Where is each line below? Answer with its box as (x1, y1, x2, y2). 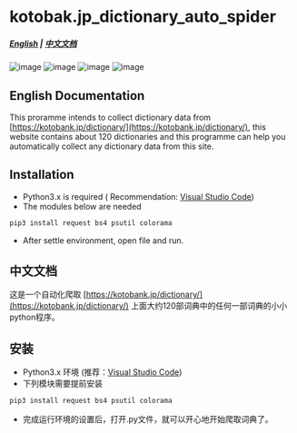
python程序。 (9, 311, 60, 323)
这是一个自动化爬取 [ (9, 289, 87, 300)
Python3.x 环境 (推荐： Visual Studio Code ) (22, 367, 183, 378)
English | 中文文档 (9, 38, 77, 49)
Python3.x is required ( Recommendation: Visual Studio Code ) (22, 191, 254, 202)
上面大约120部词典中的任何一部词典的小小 (130, 300, 288, 311)
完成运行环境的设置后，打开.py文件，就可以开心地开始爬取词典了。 (22, 414, 273, 425)
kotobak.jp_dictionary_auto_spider (9, 6, 277, 27)
